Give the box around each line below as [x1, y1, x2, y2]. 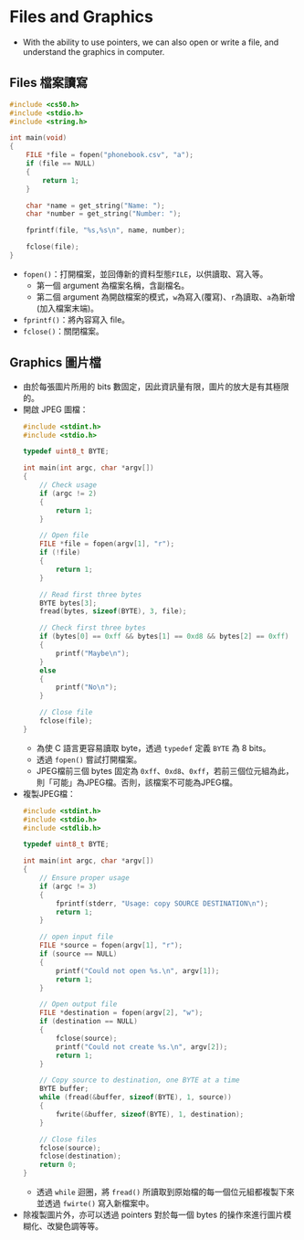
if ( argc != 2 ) [39, 489, 98, 498]
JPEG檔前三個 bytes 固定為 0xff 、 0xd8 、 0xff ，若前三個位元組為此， [36, 765, 294, 776]
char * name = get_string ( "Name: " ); [26, 201, 166, 210]
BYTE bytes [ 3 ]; [39, 599, 98, 608]
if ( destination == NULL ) [39, 1017, 139, 1026]
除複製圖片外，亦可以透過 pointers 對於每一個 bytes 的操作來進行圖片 [22, 1209, 284, 1221]
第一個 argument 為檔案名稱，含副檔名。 [36, 280, 190, 291]
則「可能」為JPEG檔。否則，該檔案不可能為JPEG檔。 [36, 777, 238, 788]
